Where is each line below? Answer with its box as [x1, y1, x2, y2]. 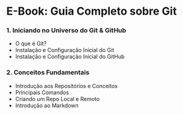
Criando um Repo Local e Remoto [15, 95, 100, 102]
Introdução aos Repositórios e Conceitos [15, 82, 118, 89]
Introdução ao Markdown [15, 102, 79, 109]
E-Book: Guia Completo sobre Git [6, 4, 177, 18]
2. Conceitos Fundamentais [6, 69, 90, 77]
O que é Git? [15, 40, 47, 47]
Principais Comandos [15, 89, 69, 96]
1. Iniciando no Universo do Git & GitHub [6, 26, 126, 35]
